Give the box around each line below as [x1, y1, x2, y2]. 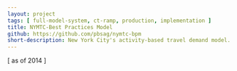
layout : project [7, 10, 56, 18]
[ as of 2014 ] [7, 56, 46, 65]
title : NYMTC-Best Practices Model [7, 23, 113, 31]
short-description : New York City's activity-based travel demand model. [7, 37, 231, 44]
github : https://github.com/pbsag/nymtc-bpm [7, 30, 142, 38]
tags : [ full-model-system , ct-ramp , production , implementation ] [7, 17, 212, 24]
